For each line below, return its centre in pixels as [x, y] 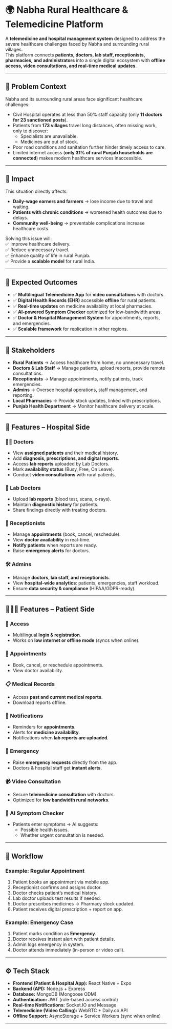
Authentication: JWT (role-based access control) [65, 1000]
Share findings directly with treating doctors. [60, 510]
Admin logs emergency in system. [48, 944]
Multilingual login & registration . [47, 635]
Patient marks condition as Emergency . [54, 934]
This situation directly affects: [37, 191]
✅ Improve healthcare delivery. [38, 244]
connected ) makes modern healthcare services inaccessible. [77, 158]
